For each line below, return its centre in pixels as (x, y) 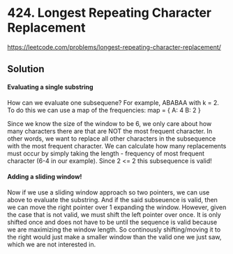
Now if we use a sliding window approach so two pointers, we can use (108, 192)
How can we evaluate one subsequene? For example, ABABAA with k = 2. (113, 102)
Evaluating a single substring (50, 87)
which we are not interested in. (52, 244)
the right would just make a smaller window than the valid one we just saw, (114, 237)
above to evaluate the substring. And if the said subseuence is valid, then (113, 199)
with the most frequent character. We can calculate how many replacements (117, 146)
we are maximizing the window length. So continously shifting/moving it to (114, 230)
